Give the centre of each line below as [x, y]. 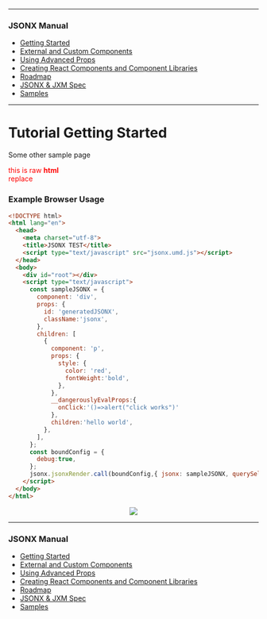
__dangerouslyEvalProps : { [93, 400]
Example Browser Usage [56, 199]
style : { [73, 363]
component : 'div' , [67, 297]
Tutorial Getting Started [88, 133]
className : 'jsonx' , [76, 319]
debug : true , [57, 459]
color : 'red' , [88, 371]
